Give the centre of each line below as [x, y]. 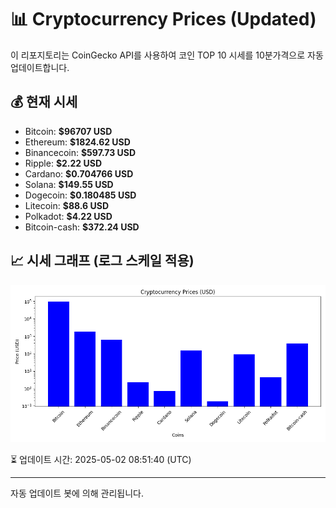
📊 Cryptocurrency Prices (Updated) [163, 19]
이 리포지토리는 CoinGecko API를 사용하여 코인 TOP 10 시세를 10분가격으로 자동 [167, 55]
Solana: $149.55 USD [69, 184]
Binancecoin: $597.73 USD [80, 152]
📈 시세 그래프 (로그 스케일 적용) [102, 261]
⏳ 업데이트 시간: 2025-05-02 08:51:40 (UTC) [101, 459]
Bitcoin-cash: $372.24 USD [82, 227]
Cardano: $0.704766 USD [79, 173]
